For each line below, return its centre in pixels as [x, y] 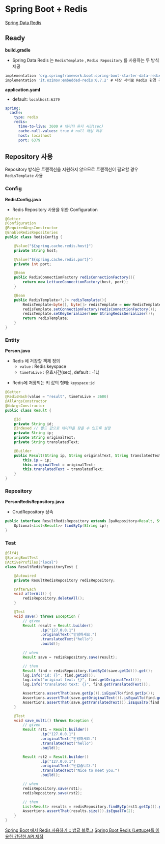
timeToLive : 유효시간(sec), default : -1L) [59, 372]
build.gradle [18, 50]
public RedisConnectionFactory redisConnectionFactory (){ [74, 277]
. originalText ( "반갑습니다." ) [69, 766]
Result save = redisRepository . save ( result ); [70, 657]
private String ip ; [34, 433]
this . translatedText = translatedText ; [64, 469]
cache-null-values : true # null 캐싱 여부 [60, 131]
